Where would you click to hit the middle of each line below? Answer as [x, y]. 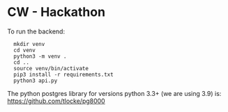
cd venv [25, 50]
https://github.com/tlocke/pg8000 [56, 101]
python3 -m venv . [40, 56]
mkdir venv [29, 44]
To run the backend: [36, 31]
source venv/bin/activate [51, 68]
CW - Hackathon [56, 12]
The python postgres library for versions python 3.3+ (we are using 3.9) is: [114, 93]
